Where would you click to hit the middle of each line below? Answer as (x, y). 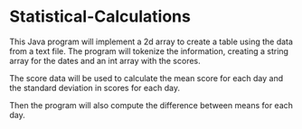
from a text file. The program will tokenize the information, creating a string (149, 51)
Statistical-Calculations (100, 17)
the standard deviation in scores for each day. (95, 88)
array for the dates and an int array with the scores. (105, 60)
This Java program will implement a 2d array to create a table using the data (151, 41)
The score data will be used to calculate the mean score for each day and (146, 78)
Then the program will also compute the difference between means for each (151, 105)
